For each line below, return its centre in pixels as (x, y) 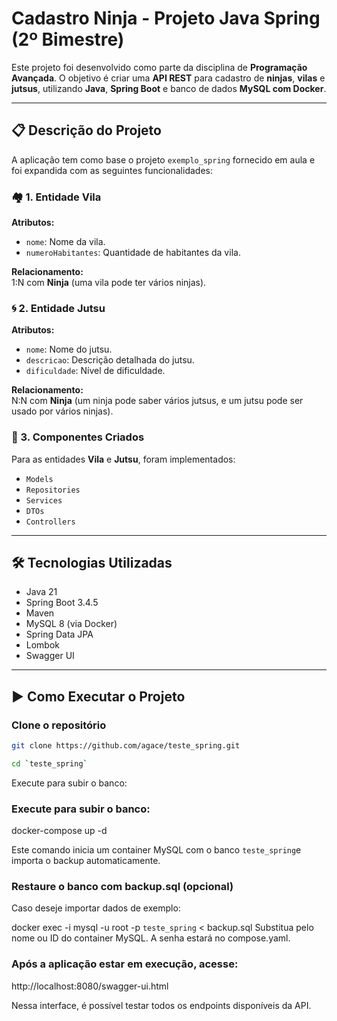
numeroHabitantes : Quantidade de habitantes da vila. (133, 253)
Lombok (43, 645)
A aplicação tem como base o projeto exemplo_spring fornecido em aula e (163, 159)
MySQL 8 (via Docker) (71, 624)
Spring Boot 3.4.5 (62, 603)
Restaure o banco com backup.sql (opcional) (122, 887)
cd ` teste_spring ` (49, 764)
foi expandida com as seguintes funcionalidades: (112, 170)
